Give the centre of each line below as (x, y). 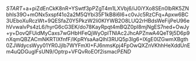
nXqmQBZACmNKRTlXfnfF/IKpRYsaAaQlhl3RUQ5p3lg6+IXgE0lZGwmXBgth (97, 39)
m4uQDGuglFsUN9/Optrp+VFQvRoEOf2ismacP (63, 51)
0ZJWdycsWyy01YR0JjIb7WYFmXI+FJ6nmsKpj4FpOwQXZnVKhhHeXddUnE (98, 45)
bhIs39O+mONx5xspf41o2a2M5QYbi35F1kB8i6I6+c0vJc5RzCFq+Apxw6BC (97, 15)
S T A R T (14, 8)
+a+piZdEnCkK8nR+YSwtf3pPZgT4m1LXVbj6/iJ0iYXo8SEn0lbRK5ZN (106, 8)
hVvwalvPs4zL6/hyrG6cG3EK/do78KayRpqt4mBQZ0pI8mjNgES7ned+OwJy (98, 27)
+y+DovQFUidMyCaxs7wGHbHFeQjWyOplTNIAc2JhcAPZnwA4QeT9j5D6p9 (98, 33)
